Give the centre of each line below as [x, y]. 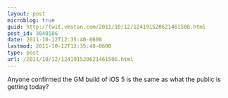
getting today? [28, 86]
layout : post [26, 14]
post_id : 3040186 [33, 33]
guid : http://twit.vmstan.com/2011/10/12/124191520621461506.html [107, 27]
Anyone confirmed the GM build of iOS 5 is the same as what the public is [114, 79]
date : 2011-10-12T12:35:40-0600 [55, 40]
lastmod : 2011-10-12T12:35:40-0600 [59, 46]
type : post [23, 53]
